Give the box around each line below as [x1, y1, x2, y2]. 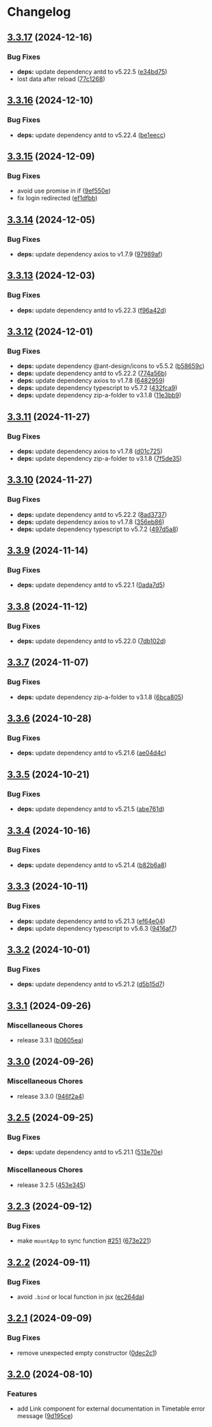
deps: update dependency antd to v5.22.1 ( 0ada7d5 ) [16, 581, 165, 589]
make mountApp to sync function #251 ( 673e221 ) [16, 1236, 152, 1245]
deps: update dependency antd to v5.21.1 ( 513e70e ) [16, 1148, 163, 1156]
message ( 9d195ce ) [16, 1412, 73, 1420]
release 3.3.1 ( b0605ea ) [16, 1036, 84, 1044]
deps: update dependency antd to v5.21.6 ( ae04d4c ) [16, 748, 167, 757]
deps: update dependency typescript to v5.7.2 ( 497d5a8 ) [16, 525, 179, 533]
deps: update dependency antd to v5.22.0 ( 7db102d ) [16, 637, 166, 645]
